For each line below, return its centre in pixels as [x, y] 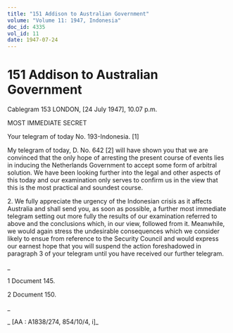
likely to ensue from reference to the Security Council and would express [113, 239]
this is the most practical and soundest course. [75, 188]
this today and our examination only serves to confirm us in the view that [113, 180]
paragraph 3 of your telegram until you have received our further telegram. [115, 253]
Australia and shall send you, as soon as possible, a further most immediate [117, 209]
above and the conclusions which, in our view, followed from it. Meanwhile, [116, 224]
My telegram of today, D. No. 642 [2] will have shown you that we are [108, 150]
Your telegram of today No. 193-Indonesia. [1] [73, 137]
